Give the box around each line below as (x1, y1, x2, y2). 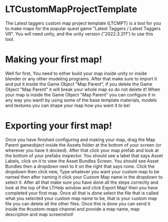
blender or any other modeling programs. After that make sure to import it (5, 75, 157, 81)
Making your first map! (5, 54, 102, 65)
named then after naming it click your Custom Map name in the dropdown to (5, 174, 163, 180)
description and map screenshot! (5, 211, 74, 217)
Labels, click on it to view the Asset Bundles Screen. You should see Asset (5, 158, 159, 164)
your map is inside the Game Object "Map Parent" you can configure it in (5, 91, 155, 97)
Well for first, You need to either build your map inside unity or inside (5, 70, 147, 76)
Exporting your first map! (5, 120, 112, 132)
